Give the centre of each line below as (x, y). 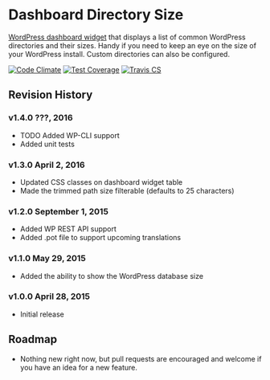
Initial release (42, 314)
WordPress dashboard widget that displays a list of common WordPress (127, 37)
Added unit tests (47, 144)
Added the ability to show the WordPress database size (111, 276)
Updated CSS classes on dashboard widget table (101, 182)
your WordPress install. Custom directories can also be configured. (119, 54)
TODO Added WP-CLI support (70, 135)
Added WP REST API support (68, 229)
